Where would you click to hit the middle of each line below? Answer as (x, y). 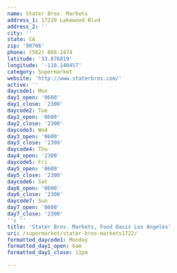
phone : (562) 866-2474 (40, 53)
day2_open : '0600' (34, 117)
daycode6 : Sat (28, 181)
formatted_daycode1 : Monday (48, 240)
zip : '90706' (26, 46)
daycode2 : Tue (28, 110)
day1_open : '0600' (34, 98)
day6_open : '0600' (34, 188)
